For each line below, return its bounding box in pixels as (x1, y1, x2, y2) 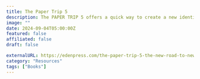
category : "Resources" (6, 58, 62, 64)
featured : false (6, 31, 46, 37)
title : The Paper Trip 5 (6, 8, 68, 15)
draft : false (6, 42, 39, 48)
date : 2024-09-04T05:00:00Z (6, 25, 76, 31)
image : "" (6, 20, 31, 26)
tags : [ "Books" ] (6, 64, 46, 69)
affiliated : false (6, 36, 52, 42)
